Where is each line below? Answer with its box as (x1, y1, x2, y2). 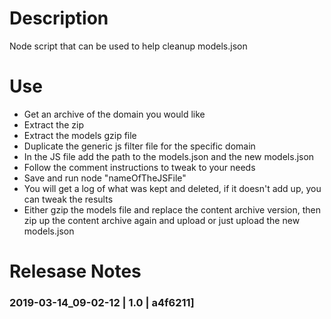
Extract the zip (23, 118, 85, 131)
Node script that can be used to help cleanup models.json (9, 40, 248, 52)
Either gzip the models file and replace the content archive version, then (23, 203, 321, 216)
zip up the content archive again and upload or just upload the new (23, 214, 301, 226)
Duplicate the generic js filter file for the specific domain (23, 140, 256, 152)
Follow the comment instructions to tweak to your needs (23, 161, 256, 173)
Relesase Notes (9, 260, 142, 283)
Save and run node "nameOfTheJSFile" (23, 172, 187, 184)
